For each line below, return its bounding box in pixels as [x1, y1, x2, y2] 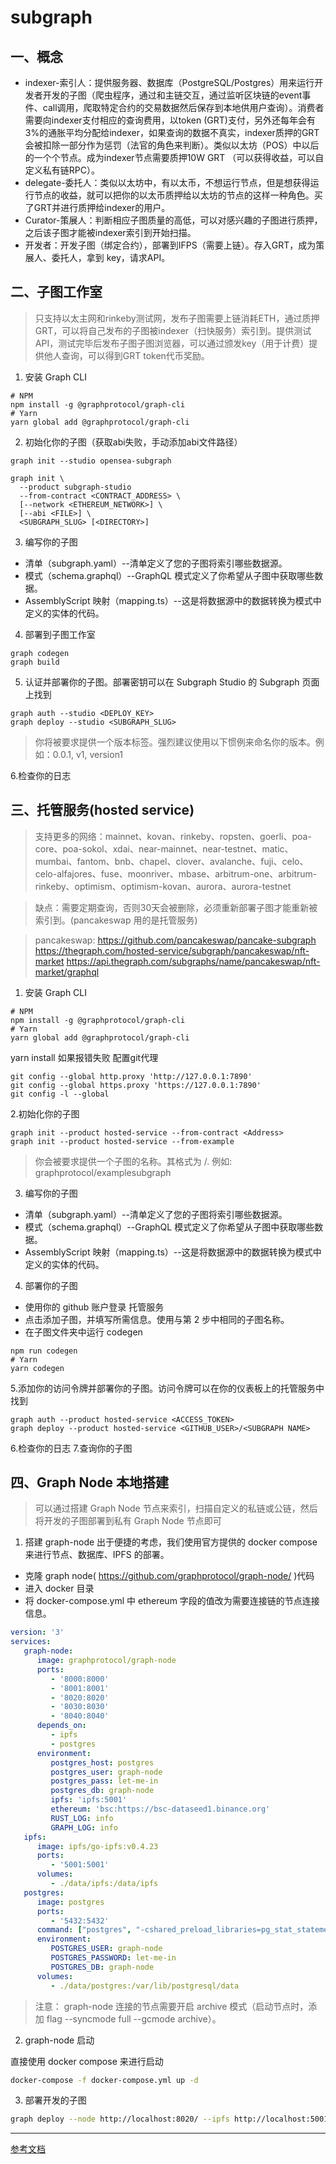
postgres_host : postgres [50, 1757, 155, 1768]
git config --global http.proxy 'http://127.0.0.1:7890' [10, 1071, 253, 1081]
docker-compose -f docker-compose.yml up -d [10, 2075, 199, 2085]
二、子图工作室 [10, 284, 103, 301]
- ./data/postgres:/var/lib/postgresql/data [50, 1981, 240, 1991]
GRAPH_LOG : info [50, 1822, 118, 1833]
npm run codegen [10, 1346, 78, 1356]
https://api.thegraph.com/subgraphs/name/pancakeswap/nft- [66, 955, 321, 967]
